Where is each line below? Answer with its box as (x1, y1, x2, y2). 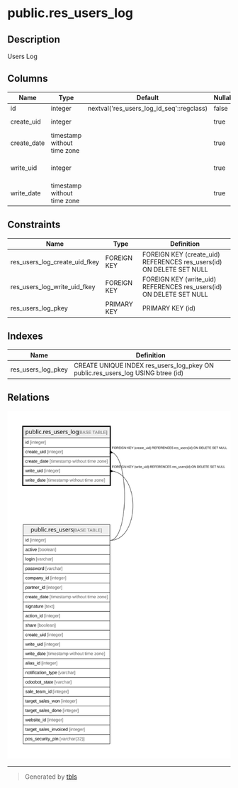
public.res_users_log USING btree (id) (74, 369, 184, 377)
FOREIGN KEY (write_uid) (142, 275, 217, 284)
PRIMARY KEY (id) (142, 303, 196, 312)
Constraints (7, 219, 61, 231)
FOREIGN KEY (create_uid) (142, 250, 221, 259)
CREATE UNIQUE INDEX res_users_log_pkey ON (74, 361, 215, 370)
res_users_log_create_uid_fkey (10, 257, 100, 266)
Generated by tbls (24, 772, 78, 781)
